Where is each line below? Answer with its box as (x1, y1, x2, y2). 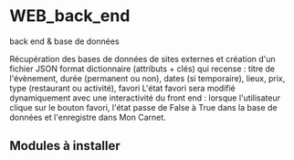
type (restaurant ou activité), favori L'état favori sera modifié (9, 82, 236, 93)
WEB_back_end (9, 5, 131, 27)
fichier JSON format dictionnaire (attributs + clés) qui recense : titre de (9, 63, 276, 74)
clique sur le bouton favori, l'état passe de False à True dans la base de (9, 101, 278, 112)
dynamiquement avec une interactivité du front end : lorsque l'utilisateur (9, 92, 281, 103)
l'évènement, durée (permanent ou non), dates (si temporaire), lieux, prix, (9, 72, 286, 83)
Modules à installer (9, 138, 121, 154)
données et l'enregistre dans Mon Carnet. (9, 112, 166, 123)
